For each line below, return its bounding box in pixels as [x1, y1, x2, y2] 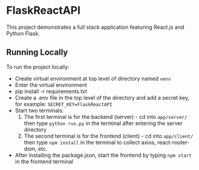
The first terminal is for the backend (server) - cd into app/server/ [23, 113, 188, 120]
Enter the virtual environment [14, 81, 87, 88]
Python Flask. [6, 29, 40, 37]
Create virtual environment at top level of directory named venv [14, 74, 171, 82]
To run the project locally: [6, 63, 70, 70]
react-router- [157, 139, 190, 146]
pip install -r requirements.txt [14, 88, 87, 95]
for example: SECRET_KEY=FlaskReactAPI [14, 100, 112, 108]
